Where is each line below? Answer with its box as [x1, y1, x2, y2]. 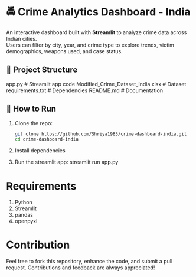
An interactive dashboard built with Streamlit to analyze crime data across [6, 28, 187, 36]
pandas [14, 211, 34, 219]
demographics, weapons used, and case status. [6, 47, 123, 54]
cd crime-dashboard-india [14, 136, 79, 142]
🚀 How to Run [6, 104, 57, 114]
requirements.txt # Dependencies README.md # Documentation [6, 87, 164, 94]
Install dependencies [14, 147, 66, 154]
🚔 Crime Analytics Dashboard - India [6, 5, 191, 19]
